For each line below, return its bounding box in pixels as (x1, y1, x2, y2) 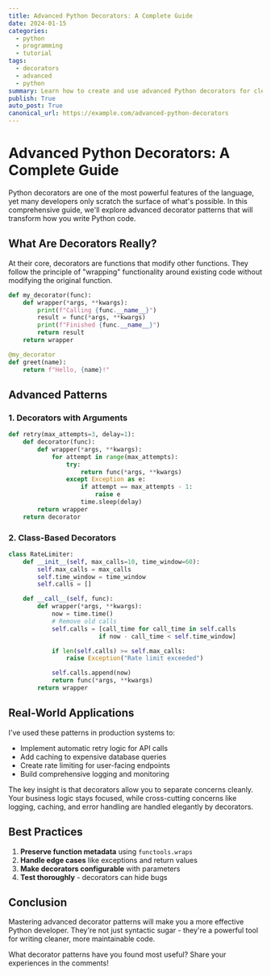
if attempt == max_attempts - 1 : (80, 483, 194, 491)
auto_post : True (8, 102, 63, 110)
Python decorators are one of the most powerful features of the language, (8, 187, 255, 198)
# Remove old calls (51, 617, 117, 625)
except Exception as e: (65, 475, 147, 484)
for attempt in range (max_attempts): (51, 453, 179, 461)
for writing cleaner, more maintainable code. (8, 934, 156, 944)
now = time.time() (51, 610, 114, 618)
